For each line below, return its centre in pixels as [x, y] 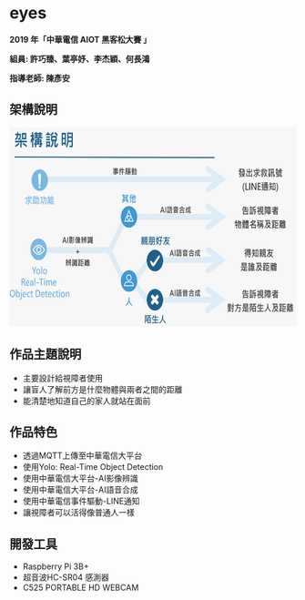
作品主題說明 [46, 355]
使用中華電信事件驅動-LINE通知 [81, 501]
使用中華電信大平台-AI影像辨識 [80, 478]
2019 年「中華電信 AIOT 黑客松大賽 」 [81, 39]
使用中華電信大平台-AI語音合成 [80, 490]
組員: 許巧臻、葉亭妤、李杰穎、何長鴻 [80, 58]
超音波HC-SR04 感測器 [66, 577]
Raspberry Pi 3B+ [56, 566]
